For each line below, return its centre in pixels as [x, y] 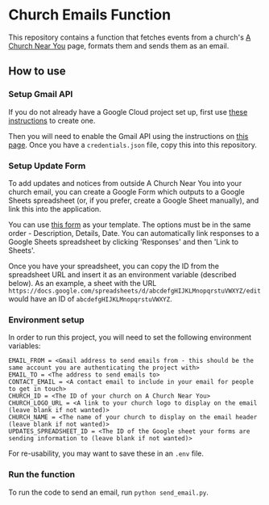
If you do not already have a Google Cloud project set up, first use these [128, 112]
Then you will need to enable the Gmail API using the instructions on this [128, 136]
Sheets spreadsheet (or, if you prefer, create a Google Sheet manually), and [134, 200]
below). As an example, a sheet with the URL [83, 283]
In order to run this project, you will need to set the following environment [130, 338]
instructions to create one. [52, 120]
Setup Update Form [47, 166]
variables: [25, 346]
